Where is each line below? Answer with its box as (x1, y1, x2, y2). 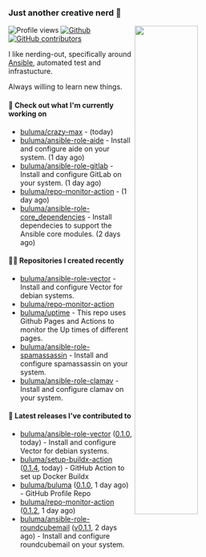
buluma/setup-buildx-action (19, 454, 113, 464)
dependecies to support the (19, 220, 112, 230)
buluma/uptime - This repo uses (19, 308, 127, 317)
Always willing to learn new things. (8, 82, 123, 91)
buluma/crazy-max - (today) (19, 127, 114, 136)
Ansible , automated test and (8, 58, 102, 67)
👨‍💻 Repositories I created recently (8, 256, 124, 265)
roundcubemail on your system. (19, 539, 125, 549)
